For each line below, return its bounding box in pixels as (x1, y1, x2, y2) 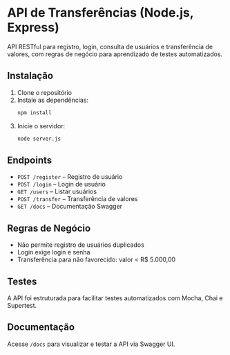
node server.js (17, 135, 61, 142)
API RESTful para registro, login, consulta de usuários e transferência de (7, 42, 213, 51)
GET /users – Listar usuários (17, 187, 97, 196)
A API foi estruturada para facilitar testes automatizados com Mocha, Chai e (7, 293, 223, 302)
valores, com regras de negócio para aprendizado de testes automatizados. (7, 50, 223, 58)
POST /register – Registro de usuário (17, 173, 123, 181)
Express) (7, 19, 60, 35)
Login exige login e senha (17, 248, 90, 257)
